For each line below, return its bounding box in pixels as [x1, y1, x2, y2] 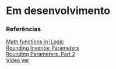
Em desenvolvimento [6, 4, 111, 18]
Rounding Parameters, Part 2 [6, 51, 76, 58]
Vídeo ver [6, 57, 30, 64]
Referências [6, 25, 41, 33]
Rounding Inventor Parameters [6, 44, 80, 51]
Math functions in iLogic [6, 38, 64, 45]
